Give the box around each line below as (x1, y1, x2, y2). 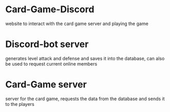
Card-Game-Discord (5, 4, 95, 15)
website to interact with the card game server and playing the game (5, 20, 149, 27)
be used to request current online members (5, 60, 98, 67)
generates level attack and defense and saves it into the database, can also (5, 55, 165, 61)
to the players (5, 101, 34, 107)
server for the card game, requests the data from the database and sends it (5, 96, 165, 102)
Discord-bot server (5, 38, 89, 50)
